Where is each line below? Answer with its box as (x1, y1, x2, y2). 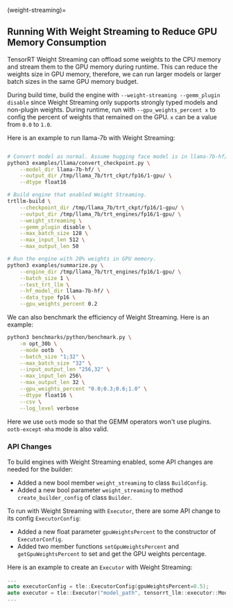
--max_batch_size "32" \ (19, 360, 92, 367)
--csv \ (19, 398, 42, 405)
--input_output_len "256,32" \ (19, 366, 110, 373)
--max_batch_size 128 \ (19, 230, 89, 237)
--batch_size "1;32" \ (19, 353, 85, 360)
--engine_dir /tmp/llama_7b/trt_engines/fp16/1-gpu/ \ (19, 268, 182, 275)
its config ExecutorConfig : (7, 514, 81, 522)
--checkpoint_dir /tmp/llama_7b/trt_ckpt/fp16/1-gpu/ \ (19, 204, 185, 211)
